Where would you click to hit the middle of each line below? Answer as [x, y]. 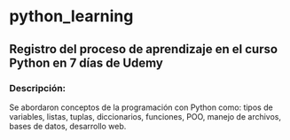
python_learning [71, 16]
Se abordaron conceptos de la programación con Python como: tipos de [141, 107]
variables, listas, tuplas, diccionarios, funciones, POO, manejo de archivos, [145, 116]
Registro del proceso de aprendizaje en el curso [143, 49]
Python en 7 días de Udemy [86, 62]
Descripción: [38, 88]
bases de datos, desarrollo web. [68, 126]
